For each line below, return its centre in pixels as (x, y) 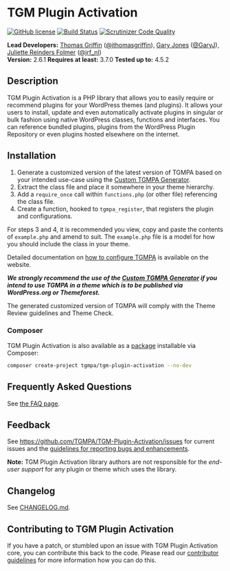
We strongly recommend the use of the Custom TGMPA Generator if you (112, 278)
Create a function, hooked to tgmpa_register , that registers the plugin (115, 209)
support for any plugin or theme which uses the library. (99, 469)
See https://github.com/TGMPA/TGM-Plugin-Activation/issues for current (111, 441)
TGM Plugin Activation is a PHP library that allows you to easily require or (111, 97)
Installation (32, 156)
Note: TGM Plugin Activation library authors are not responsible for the (107, 462)
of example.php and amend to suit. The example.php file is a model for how (111, 236)
